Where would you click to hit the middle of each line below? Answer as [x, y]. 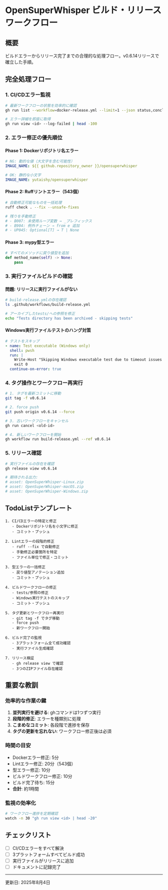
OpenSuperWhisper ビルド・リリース [83, 10]
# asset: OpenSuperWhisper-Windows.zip [47, 492]
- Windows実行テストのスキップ [40, 598]
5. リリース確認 [23, 453]
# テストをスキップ [22, 341]
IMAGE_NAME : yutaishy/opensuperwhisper [47, 180]
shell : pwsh [22, 350]
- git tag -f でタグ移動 [36, 618]
